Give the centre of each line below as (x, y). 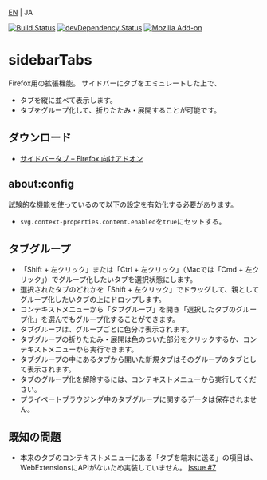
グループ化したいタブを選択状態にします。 (128, 280)
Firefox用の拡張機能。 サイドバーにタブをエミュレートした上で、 (115, 83)
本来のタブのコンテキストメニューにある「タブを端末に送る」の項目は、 (138, 458)
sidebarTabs (50, 60)
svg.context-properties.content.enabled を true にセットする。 (123, 221)
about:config (41, 184)
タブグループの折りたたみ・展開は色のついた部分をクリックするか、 (131, 339)
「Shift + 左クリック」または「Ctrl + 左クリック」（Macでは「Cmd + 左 (136, 270)
